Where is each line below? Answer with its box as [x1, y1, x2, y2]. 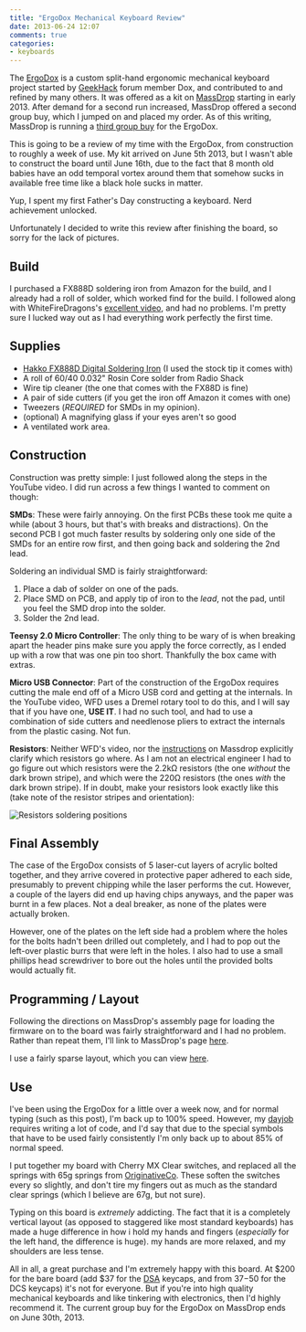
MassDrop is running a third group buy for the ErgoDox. [9, 121, 219, 132]
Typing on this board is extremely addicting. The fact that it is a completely [9, 1207, 290, 1218]
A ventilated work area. [22, 421, 111, 432]
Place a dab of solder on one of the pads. [22, 583, 179, 594]
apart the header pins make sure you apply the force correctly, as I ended [9, 640, 287, 650]
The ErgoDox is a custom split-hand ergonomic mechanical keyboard [9, 72, 270, 83]
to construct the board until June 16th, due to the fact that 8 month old [9, 158, 274, 169]
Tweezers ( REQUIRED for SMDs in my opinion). [22, 401, 201, 412]
